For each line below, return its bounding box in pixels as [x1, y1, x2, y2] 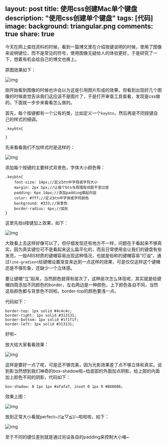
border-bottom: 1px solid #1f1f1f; [5, 317, 79, 322]
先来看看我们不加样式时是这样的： [5, 144, 75, 150]
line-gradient [9, 259, 39, 265]
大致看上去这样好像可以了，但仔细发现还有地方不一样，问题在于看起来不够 [5, 240, 158, 246]
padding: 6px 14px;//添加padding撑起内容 [14, 190, 97, 195]
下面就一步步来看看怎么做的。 [13, 99, 75, 106]
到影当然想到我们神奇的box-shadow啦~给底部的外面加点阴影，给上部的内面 [5, 368, 160, 374]
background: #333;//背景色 [14, 201, 68, 206]
